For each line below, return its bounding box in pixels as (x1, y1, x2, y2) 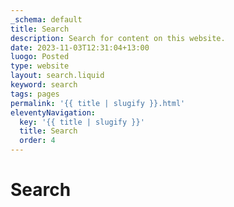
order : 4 (19, 136, 56, 146)
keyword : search (10, 80, 78, 90)
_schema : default (10, 14, 83, 25)
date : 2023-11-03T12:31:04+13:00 (10, 42, 150, 53)
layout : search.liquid (10, 71, 105, 81)
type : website (10, 61, 70, 71)
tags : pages (10, 89, 60, 99)
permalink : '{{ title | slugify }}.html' (10, 98, 186, 108)
